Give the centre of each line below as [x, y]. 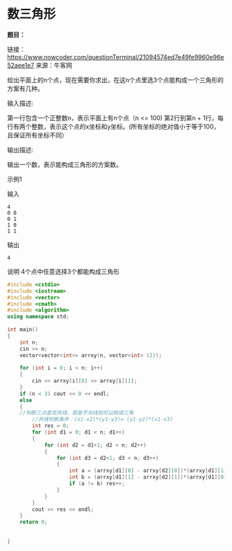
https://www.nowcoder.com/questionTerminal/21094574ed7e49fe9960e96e [116, 57]
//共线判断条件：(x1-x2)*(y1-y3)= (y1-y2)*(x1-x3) [103, 419]
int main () [23, 330]
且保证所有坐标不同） [37, 135]
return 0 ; [34, 522]
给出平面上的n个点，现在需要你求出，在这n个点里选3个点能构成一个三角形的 [116, 79]
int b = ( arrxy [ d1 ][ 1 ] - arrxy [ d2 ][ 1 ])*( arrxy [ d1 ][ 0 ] [148, 477]
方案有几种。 [25, 88]
